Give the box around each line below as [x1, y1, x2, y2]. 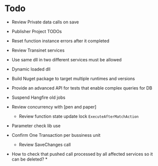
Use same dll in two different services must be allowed [11, 56, 122, 62]
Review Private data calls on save [11, 19, 79, 25]
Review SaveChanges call [19, 142, 71, 148]
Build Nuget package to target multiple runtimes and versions [11, 75, 135, 81]
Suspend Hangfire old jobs [11, 94, 65, 100]
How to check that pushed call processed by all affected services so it [11, 151, 153, 157]
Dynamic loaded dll [11, 66, 51, 72]
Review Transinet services [11, 47, 65, 53]
